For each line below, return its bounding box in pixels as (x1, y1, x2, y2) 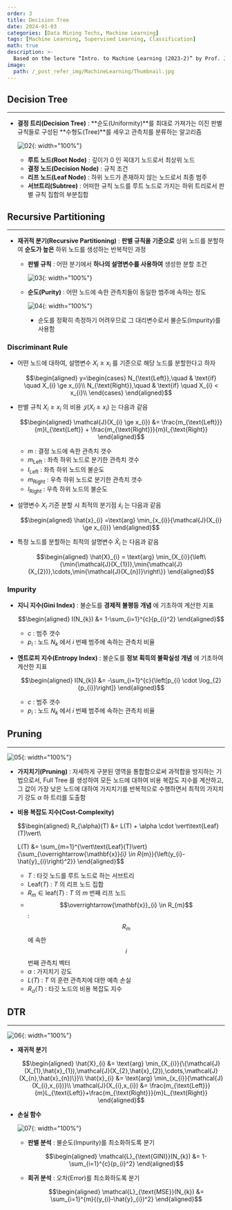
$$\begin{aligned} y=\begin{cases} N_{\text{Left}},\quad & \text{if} (26, 374, 217, 382)
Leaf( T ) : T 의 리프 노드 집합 (27, 880, 104, 888)
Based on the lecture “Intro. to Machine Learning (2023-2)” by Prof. (13, 55, 221, 62)
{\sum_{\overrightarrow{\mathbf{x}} (17, 849, 121, 858)
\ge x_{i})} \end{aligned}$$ (82, 523, 160, 531)
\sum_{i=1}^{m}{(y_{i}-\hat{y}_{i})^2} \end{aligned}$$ (50, 1195, 202, 1203)
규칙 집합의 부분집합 (35, 191, 89, 199)
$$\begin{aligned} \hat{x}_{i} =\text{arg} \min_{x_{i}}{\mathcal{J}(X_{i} (20, 516, 222, 524)
